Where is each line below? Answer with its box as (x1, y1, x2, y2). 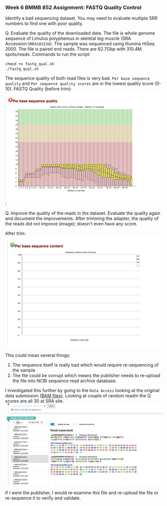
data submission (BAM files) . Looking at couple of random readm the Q (5, 393, 151, 399)
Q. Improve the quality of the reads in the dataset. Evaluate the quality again (5, 210, 161, 216)
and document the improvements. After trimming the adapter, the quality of (5, 215, 159, 221)
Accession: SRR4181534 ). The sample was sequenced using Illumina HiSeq (5, 41, 155, 47)
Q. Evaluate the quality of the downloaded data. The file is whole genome (5, 30, 155, 36)
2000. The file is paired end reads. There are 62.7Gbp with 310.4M (5, 46, 142, 52)
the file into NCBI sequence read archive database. (12, 378, 117, 384)
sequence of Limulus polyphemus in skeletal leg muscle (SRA (5, 35, 131, 41)
